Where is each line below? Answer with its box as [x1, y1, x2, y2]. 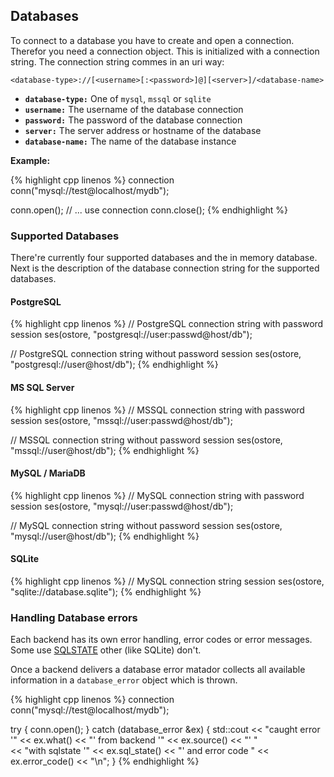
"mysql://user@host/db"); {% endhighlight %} [10, 530, 200, 542]
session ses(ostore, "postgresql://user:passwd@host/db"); [10, 329, 253, 341]
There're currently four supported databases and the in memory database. [10, 252, 318, 264]
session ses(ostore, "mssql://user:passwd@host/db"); [10, 414, 233, 426]
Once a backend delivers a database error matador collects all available [10, 664, 306, 676]
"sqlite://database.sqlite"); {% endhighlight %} [10, 585, 202, 598]
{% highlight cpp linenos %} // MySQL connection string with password [10, 489, 305, 501]
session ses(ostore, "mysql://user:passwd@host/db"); [10, 500, 234, 512]
